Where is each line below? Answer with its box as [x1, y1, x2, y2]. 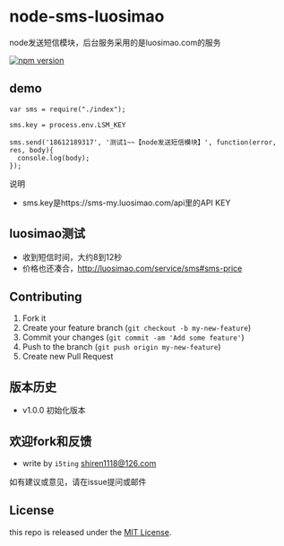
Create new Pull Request [22, 351, 114, 362]
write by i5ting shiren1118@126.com [22, 458, 157, 468]
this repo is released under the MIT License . [9, 526, 172, 537]
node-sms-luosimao [9, 6, 165, 27]
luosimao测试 [9, 226, 86, 241]
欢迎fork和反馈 [9, 433, 92, 449]
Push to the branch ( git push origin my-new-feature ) [22, 342, 221, 352]
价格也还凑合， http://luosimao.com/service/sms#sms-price [22, 263, 243, 273]
